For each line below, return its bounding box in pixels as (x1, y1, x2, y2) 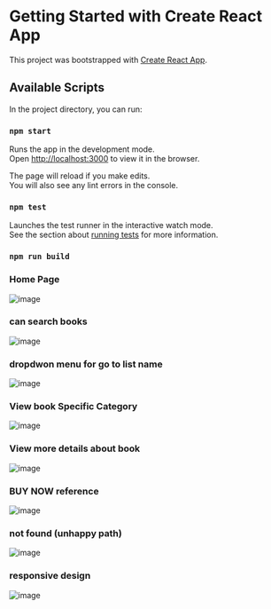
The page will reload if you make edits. (9, 170, 151, 181)
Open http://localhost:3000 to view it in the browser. (9, 154, 200, 164)
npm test (9, 202, 47, 212)
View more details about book (9, 442, 141, 455)
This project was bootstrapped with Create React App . (9, 54, 208, 65)
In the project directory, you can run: (9, 104, 143, 115)
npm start (9, 126, 51, 136)
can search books (9, 315, 88, 328)
